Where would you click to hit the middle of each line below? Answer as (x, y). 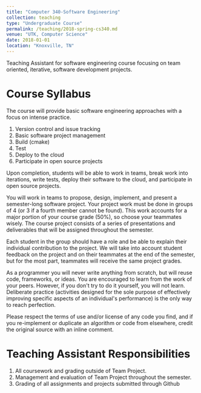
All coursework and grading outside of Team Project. (81, 371)
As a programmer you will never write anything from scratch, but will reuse (99, 272)
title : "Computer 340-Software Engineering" (63, 12)
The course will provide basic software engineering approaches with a (94, 110)
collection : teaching (34, 18)
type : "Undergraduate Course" (44, 23)
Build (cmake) (32, 142)
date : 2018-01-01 (28, 40)
